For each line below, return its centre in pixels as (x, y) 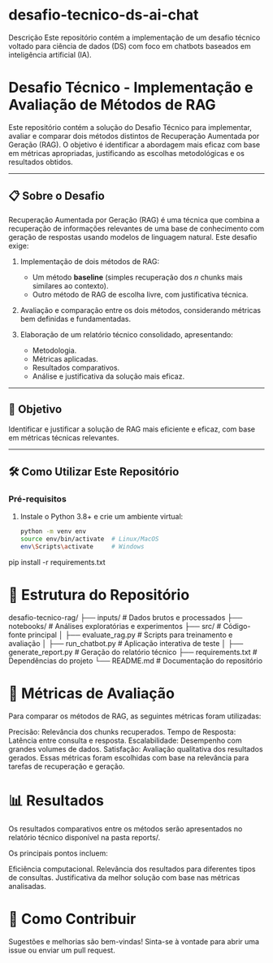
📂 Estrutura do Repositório (99, 595)
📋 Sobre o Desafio (57, 196)
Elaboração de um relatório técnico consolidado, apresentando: (126, 334)
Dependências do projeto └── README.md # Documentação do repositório (135, 661)
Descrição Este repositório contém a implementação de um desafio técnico (134, 37)
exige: (19, 245)
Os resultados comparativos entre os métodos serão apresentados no (126, 829)
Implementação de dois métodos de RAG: (90, 261)
